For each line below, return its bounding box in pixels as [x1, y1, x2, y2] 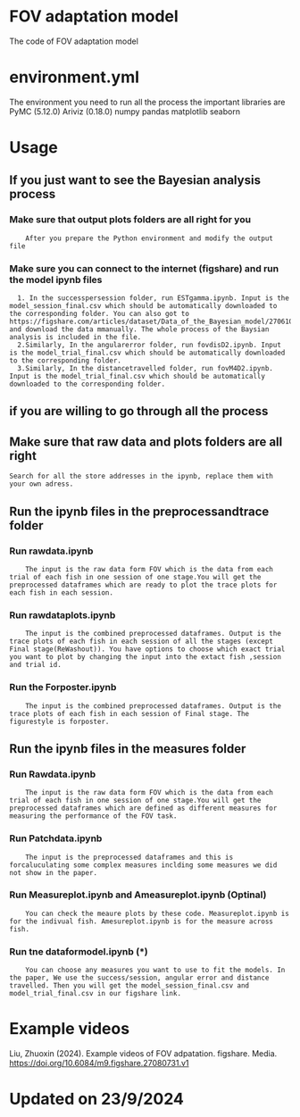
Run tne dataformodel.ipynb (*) [9, 945, 149, 957]
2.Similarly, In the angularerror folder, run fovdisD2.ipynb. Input [17, 341, 281, 350]
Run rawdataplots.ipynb [9, 609, 116, 621]
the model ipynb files [9, 273, 103, 286]
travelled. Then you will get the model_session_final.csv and [9, 981, 250, 990]
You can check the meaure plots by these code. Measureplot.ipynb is [25, 909, 290, 918]
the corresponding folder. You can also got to [9, 310, 190, 319]
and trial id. [9, 661, 62, 670]
